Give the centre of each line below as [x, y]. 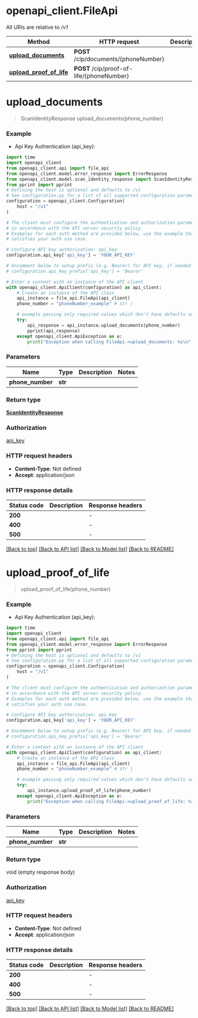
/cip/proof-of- [112, 68]
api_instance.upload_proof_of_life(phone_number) [89, 791]
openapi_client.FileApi [62, 11]
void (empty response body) [41, 872]
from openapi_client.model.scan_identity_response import [79, 179]
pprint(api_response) [54, 331]
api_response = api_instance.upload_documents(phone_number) [104, 325]
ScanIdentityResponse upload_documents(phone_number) [92, 118]
